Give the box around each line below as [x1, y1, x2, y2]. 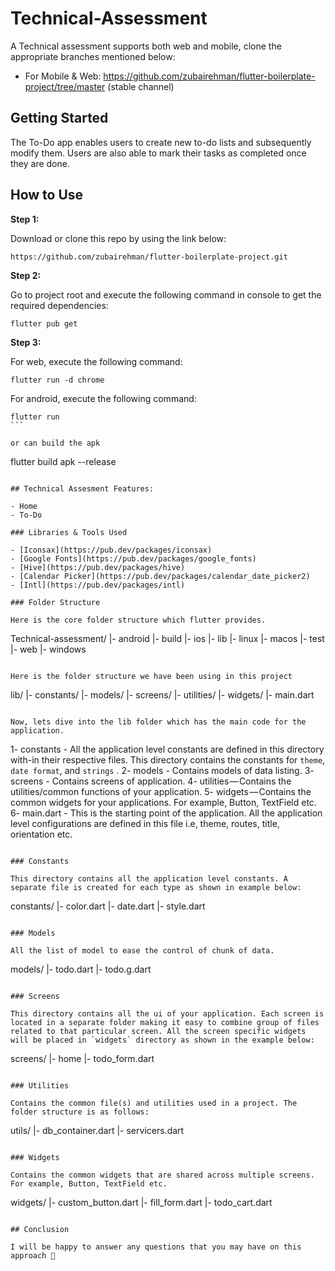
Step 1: [10, 213, 40, 225]
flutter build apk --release [10, 455, 117, 467]
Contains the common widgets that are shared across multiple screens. [10, 1170, 315, 1180]
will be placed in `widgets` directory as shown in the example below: [10, 1035, 315, 1045]
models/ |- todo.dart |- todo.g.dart [10, 963, 152, 975]
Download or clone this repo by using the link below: [10, 232, 227, 244]
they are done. [10, 157, 70, 169]
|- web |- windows [10, 643, 87, 655]
